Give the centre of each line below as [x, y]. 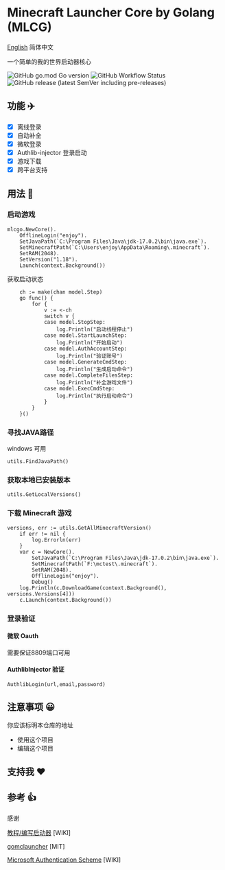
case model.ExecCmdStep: [79, 388]
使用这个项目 [35, 740]
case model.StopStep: [75, 322]
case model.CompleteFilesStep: [88, 375]
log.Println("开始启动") [90, 342]
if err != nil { [43, 534]
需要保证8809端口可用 [39, 652]
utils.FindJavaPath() [38, 462]
